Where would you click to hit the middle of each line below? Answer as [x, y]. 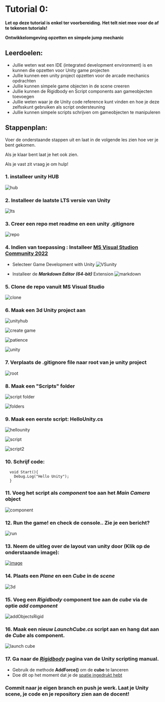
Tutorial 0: [27, 9]
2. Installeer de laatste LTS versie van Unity [58, 200]
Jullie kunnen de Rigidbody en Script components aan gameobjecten [82, 91]
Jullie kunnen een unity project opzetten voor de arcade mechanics [81, 76]
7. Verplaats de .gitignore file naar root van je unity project [76, 362]
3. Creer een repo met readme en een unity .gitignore [70, 224]
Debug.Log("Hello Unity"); [42, 476]
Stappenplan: [26, 128]
